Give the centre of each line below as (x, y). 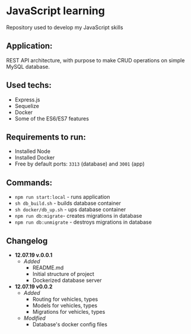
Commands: (29, 182)
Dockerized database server (67, 280)
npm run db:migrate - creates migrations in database (78, 216)
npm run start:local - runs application (62, 197)
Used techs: (29, 85)
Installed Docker (35, 158)
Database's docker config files (70, 324)
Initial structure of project (63, 274)
